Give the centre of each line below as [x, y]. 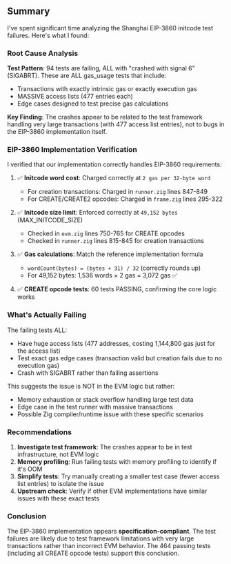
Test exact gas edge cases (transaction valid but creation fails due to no [120, 358]
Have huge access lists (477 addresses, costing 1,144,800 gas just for [116, 343]
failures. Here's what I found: [48, 35]
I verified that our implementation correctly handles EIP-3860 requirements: [114, 164]
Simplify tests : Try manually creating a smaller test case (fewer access [118, 476]
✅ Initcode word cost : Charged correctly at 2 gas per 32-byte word [114, 178]
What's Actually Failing [47, 315]
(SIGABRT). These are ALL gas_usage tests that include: [87, 76]
